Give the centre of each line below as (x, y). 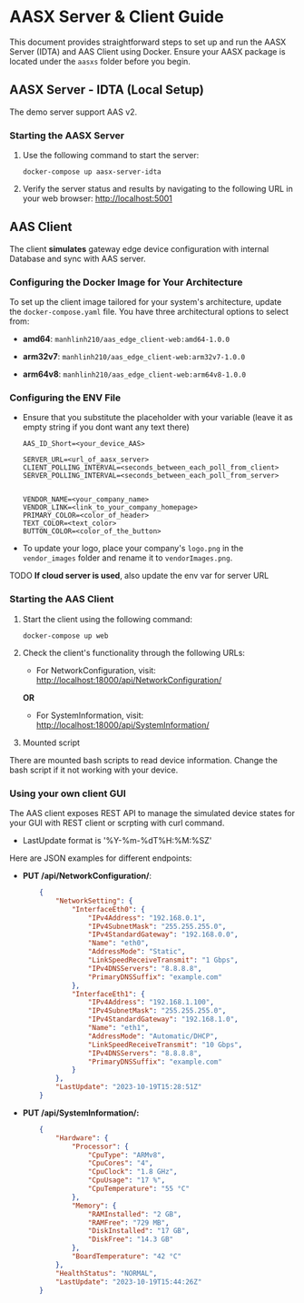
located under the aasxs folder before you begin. (100, 61)
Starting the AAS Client (62, 600)
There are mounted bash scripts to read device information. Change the (144, 760)
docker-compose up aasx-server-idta (92, 172)
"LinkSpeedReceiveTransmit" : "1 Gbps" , (163, 960)
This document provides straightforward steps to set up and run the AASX (148, 42)
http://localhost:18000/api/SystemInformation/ (123, 724)
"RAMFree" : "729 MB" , (128, 1222)
